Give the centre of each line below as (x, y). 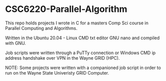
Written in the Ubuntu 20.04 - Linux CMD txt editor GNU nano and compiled (83, 38)
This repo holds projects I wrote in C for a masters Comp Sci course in (77, 23)
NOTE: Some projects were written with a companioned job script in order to (83, 68)
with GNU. (16, 43)
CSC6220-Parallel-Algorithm (66, 9)
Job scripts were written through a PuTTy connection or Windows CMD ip (81, 53)
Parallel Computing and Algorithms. (41, 28)
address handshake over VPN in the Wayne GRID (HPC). (62, 58)
